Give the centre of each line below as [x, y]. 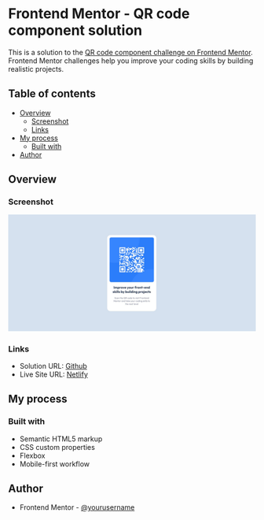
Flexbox [32, 455]
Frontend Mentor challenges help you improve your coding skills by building [131, 61]
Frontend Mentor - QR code [99, 14]
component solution [75, 30]
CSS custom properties [57, 447]
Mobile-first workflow [55, 464]
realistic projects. [36, 69]
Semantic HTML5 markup [61, 439]
